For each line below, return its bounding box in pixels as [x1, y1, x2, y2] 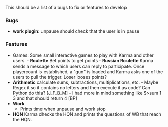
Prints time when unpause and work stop [20, 106, 106, 112]
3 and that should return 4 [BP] [12, 95, 77, 101]
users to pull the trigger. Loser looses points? [12, 74, 107, 80]
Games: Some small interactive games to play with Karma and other [12, 52, 154, 58]
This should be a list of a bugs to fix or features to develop [5, 5, 127, 10]
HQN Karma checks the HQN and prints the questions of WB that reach [12, 111, 162, 117]
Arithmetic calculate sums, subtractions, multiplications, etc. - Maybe [12, 79, 158, 85]
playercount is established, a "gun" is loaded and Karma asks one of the [12, 68, 163, 75]
